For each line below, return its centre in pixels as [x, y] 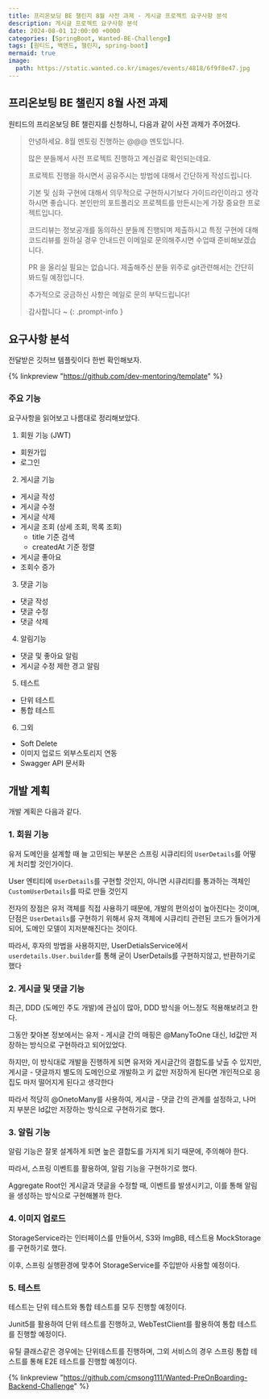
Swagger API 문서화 [52, 763]
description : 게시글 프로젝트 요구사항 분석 [73, 23]
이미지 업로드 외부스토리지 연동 [68, 753]
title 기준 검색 [53, 536]
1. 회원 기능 [29, 835]
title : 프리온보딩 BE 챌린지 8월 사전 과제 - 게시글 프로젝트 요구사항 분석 [118, 16]
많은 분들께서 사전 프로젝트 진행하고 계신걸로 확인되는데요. [120, 158]
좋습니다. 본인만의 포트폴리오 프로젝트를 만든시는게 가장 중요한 [147, 202]
